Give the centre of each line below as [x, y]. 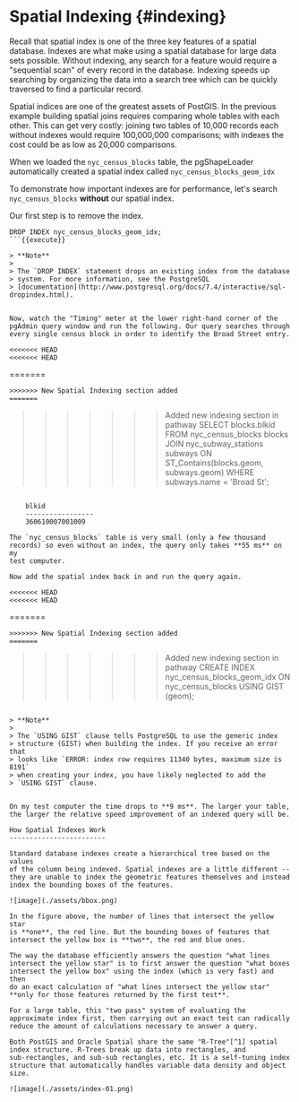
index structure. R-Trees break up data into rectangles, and [128, 1050]
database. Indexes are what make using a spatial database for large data [143, 50]
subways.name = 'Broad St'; [217, 482]
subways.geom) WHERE [210, 472]
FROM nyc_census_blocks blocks [227, 434]
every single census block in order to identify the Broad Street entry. [150, 334]
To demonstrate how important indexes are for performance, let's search [144, 188]
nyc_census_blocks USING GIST [225, 686]
